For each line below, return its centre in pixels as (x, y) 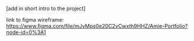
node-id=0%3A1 (26, 32)
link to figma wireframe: (35, 20)
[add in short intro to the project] (46, 8)
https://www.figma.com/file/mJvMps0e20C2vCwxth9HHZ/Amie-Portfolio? (97, 26)
